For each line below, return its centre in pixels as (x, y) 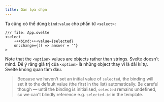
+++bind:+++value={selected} (44, 41)
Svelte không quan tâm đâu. (34, 69)
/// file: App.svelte (27, 32)
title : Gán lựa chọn (26, 10)
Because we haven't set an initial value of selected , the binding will (85, 78)
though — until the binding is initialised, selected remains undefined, (87, 89)
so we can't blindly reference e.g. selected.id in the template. (80, 94)
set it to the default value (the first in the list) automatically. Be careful (88, 84)
